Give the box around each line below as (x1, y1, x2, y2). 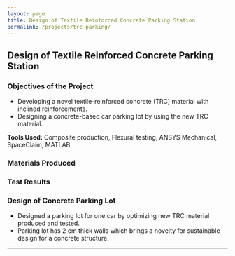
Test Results (7, 177, 50, 187)
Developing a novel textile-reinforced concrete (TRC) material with (17, 97, 209, 106)
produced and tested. (17, 219, 80, 228)
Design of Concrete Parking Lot (7, 196, 116, 206)
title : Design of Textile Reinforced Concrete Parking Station (7, 17, 196, 24)
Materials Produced (7, 158, 76, 168)
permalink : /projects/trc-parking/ (7, 23, 111, 30)
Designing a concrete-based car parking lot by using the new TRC (17, 112, 208, 121)
